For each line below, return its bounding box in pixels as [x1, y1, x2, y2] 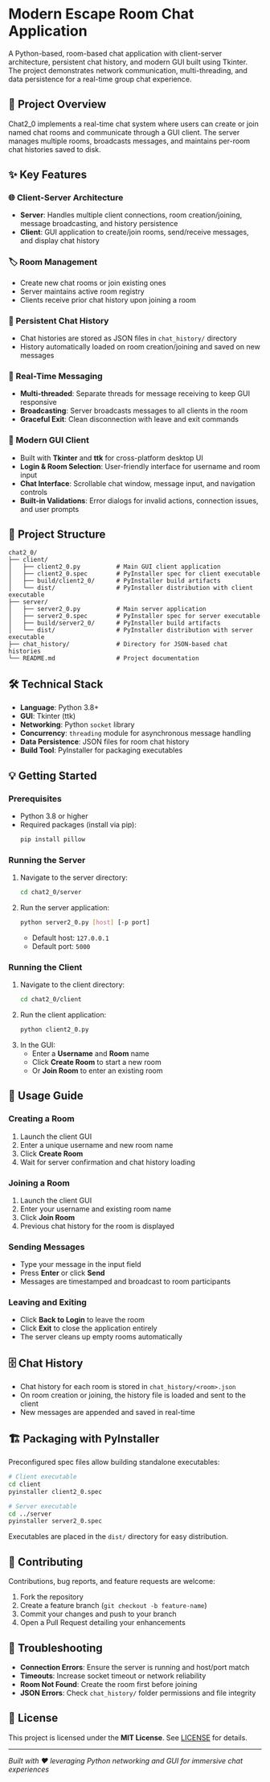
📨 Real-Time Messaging [8, 370, 103, 382]
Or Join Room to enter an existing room [31, 1066, 163, 1075]
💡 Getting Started [8, 769, 98, 782]
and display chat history [19, 236, 100, 245]
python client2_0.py [19, 1025, 89, 1034]
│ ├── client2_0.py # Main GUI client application [8, 563, 221, 571]
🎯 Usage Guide [8, 1089, 84, 1103]
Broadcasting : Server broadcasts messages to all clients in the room [19, 406, 248, 415]
